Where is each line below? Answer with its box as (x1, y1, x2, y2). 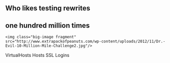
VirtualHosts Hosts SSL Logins (5, 52, 70, 58)
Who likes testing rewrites (5, 4, 90, 13)
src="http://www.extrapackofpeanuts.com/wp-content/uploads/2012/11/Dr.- (5, 39, 166, 44)
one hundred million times (5, 21, 90, 30)
